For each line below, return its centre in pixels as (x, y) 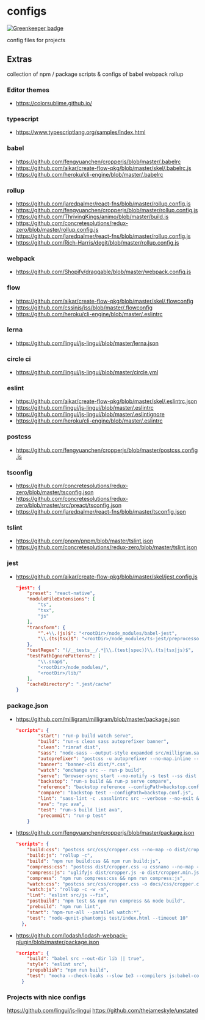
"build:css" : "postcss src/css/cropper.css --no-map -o (99, 850)
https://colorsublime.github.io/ (54, 103)
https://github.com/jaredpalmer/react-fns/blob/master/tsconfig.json (101, 512)
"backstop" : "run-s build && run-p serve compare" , (105, 782)
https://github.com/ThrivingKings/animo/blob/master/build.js (92, 216)
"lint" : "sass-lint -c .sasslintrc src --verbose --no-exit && (120, 799)
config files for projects (36, 40)
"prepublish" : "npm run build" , (68, 970)
